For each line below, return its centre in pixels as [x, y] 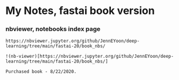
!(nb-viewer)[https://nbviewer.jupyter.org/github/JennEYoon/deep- [90, 57]
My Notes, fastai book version [80, 11]
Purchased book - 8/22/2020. [41, 72]
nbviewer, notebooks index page [53, 29]
